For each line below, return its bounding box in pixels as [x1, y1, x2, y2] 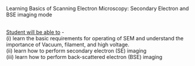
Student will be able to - [6, 29, 64, 36]
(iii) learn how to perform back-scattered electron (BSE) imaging [6, 54, 162, 60]
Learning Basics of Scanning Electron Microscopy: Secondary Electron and [6, 5, 189, 12]
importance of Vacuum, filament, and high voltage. [6, 41, 130, 48]
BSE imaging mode [6, 11, 53, 18]
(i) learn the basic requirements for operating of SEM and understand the [6, 35, 184, 41]
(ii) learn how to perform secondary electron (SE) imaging [6, 47, 147, 54]
